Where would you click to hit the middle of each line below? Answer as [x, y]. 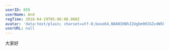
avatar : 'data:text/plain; [33, 24]
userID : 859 [18, 10]
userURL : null [20, 28]
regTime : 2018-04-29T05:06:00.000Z [43, 19]
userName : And [20, 14]
